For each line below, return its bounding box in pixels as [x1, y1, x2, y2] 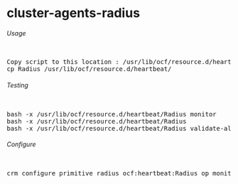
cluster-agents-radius [6, 5, 140, 21]
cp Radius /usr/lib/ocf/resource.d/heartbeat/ [6, 65, 172, 73]
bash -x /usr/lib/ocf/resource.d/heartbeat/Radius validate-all [6, 124, 236, 132]
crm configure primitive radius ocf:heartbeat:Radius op [6, 169, 210, 177]
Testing [6, 80, 29, 90]
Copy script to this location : [6, 58, 119, 66]
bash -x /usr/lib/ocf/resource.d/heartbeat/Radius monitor [6, 110, 217, 118]
